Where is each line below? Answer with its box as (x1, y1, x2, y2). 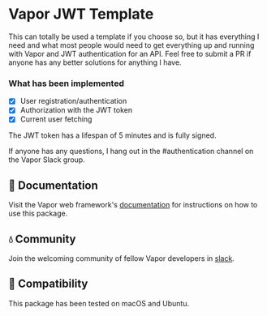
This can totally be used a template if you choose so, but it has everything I (8, 32, 260, 41)
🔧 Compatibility (8, 277, 88, 291)
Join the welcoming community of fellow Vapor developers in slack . (8, 254, 235, 263)
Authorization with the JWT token (19, 105, 132, 115)
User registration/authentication (19, 96, 127, 106)
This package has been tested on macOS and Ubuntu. (8, 298, 189, 308)
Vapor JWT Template (8, 5, 154, 23)
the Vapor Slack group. (8, 155, 85, 164)
